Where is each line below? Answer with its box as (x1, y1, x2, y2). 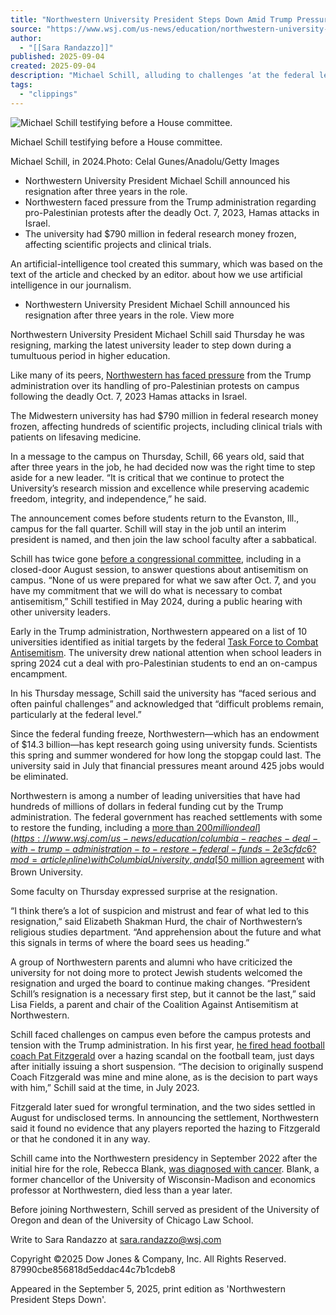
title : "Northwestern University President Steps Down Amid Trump (10, 14, 293, 25)
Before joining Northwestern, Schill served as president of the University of (10, 1204, 320, 1216)
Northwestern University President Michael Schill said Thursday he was (10, 328, 305, 340)
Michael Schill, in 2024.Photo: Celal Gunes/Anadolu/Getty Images (10, 155, 280, 167)
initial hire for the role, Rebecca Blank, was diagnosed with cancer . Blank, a (10, 1163, 320, 1175)
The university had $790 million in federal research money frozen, (24, 227, 297, 240)
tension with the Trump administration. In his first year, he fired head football (10, 1039, 325, 1051)
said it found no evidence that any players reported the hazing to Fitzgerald (10, 1122, 321, 1135)
